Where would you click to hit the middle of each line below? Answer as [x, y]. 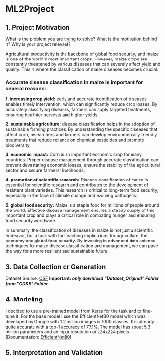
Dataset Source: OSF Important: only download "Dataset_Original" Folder [82, 278]
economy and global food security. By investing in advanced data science [81, 241]
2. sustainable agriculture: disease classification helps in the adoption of [80, 124]
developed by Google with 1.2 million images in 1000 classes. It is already [80, 321]
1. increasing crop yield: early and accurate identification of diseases [76, 99]
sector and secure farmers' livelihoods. [45, 170]
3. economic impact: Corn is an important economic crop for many [74, 155]
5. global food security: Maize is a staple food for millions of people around [82, 205]
